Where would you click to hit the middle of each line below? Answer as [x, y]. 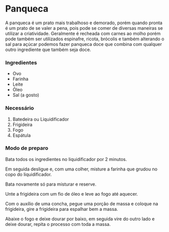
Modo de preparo [27, 148]
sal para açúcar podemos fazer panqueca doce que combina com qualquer [84, 44]
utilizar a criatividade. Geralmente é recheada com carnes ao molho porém [83, 33]
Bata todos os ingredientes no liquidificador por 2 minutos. [66, 159]
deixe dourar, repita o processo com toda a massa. [58, 224]
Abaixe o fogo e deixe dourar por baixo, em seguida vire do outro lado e [80, 219]
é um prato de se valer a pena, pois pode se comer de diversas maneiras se [84, 28]
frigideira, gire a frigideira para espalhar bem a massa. [62, 209]
